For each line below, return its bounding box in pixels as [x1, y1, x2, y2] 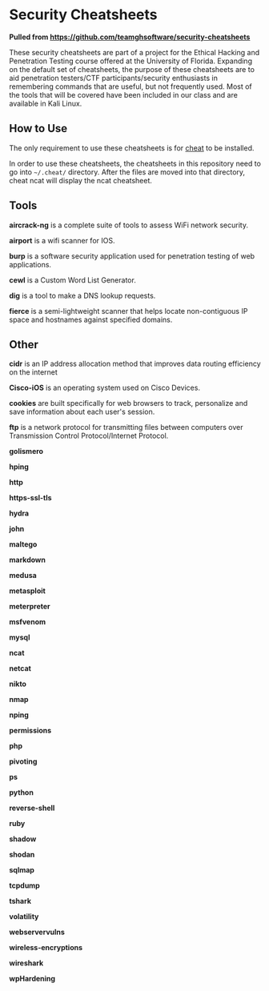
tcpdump [9, 881, 41, 890]
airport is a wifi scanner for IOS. [9, 235, 115, 245]
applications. [9, 259, 51, 269]
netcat [9, 664, 31, 673]
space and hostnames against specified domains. [9, 315, 173, 324]
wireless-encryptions [9, 943, 83, 953]
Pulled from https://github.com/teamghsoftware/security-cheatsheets [9, 32, 251, 42]
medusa [9, 571, 37, 580]
